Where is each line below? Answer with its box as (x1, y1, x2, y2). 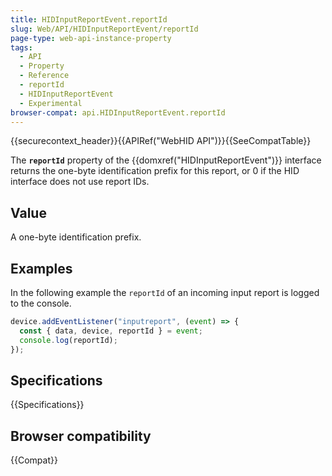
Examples (10, 260, 73, 277)
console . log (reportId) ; (19, 335, 118, 345)
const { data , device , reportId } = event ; (19, 326, 203, 336)
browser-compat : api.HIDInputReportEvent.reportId (10, 107, 226, 118)
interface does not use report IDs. (10, 176, 150, 188)
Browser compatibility (10, 427, 152, 445)
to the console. (10, 297, 72, 309)
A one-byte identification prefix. (10, 231, 142, 243)
